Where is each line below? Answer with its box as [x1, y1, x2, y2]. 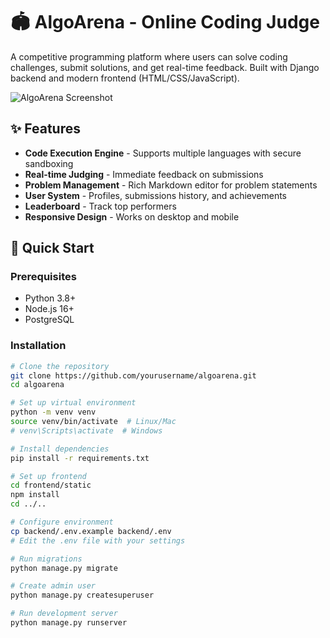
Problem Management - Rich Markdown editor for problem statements [24, 179, 318, 191]
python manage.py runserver [10, 618, 128, 628]
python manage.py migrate [10, 563, 118, 573]
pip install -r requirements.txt [10, 453, 150, 463]
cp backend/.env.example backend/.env [10, 526, 172, 536]
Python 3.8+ [24, 292, 77, 304]
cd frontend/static [10, 480, 92, 491]
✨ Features [10, 120, 81, 138]
